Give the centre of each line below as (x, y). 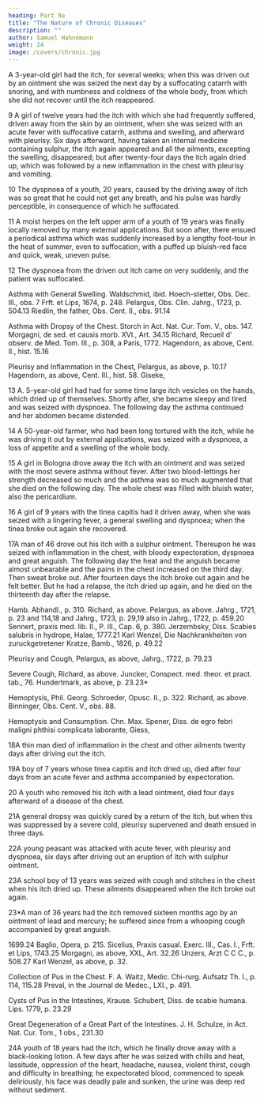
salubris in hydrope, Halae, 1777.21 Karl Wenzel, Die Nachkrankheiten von (128, 635)
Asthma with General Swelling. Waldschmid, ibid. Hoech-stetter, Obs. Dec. (129, 294)
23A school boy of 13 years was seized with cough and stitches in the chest (132, 880)
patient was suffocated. (47, 279)
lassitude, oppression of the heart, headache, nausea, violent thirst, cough (129, 1065)
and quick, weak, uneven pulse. (60, 255)
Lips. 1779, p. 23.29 (40, 1009)
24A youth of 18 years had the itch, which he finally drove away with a (122, 1048)
